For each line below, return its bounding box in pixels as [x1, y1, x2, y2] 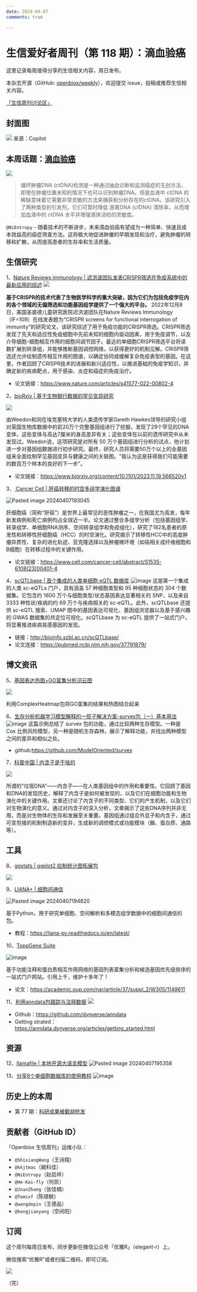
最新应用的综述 [6, 281, 42, 288]
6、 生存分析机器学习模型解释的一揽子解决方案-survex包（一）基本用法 [6, 713, 177, 720]
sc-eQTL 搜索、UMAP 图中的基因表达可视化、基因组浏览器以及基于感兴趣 [12, 606, 191, 613]
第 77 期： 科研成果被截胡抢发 [14, 1108, 86, 1115]
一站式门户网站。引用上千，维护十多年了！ [6, 973, 109, 980]
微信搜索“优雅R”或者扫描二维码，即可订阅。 [6, 1256, 112, 1263]
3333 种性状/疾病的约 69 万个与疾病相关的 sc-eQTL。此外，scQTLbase [6, 599, 179, 606]
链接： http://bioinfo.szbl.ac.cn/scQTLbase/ [14, 633, 119, 640]
